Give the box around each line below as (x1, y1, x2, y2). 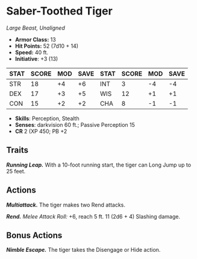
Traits (6, 145, 29, 155)
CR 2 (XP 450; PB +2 (14, 127, 67, 135)
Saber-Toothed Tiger (6, 4, 113, 18)
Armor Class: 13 (14, 36, 56, 43)
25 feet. (6, 167, 26, 174)
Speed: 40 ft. (14, 48, 49, 56)
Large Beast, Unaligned (6, 24, 65, 31)
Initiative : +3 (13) (14, 55, 58, 62)
